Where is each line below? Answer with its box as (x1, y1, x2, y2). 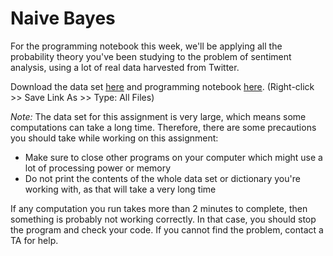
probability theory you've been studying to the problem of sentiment (10, 50, 292, 62)
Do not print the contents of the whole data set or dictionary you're (24, 172, 301, 184)
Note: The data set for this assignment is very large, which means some (10, 110, 307, 122)
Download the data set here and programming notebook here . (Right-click (10, 80, 315, 92)
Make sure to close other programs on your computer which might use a (24, 151, 323, 163)
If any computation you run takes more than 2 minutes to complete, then (10, 202, 308, 214)
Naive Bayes (10, 7, 116, 30)
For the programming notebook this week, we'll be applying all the (10, 40, 283, 52)
